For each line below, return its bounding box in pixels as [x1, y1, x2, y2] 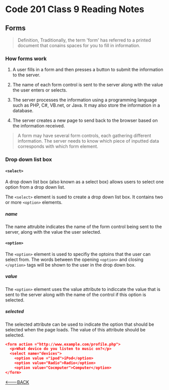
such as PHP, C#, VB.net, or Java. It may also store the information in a [12, 102, 160, 108]
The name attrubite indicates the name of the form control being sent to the [5, 224, 162, 230]
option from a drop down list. [5, 184, 66, 190]
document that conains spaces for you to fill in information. [17, 42, 140, 49]
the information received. [12, 123, 65, 129]
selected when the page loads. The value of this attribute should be [5, 326, 146, 332]
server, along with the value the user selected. [5, 229, 101, 235]
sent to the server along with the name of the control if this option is [5, 291, 146, 297]
